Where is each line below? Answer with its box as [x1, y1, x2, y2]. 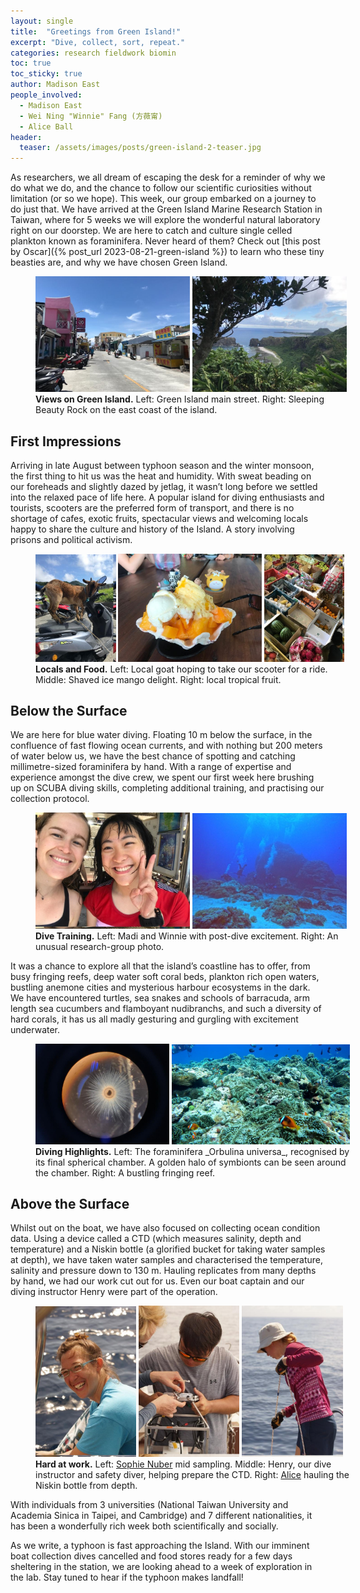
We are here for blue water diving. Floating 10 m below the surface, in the [10, 729, 313, 741]
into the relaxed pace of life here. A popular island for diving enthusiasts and [10, 491, 325, 504]
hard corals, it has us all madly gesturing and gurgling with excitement [10, 1013, 299, 1025]
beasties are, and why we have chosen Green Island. [10, 256, 228, 269]
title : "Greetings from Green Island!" [10, 26, 182, 37]
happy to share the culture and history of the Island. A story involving [10, 523, 295, 535]
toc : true [10, 58, 52, 69]
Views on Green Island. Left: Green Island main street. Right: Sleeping [35, 393, 325, 405]
